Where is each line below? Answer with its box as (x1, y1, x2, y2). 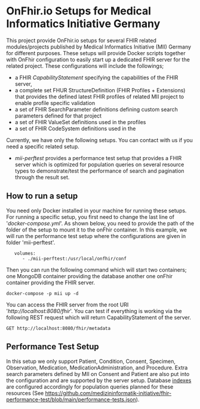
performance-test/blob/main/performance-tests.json (6, 396, 136, 403)
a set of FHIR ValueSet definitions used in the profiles (14, 118, 146, 125)
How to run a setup (6, 191, 78, 202)
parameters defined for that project (14, 112, 102, 119)
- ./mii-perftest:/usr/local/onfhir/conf (21, 255, 127, 261)
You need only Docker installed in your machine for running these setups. (6, 207, 187, 214)
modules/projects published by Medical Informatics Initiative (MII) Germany (6, 43, 192, 50)
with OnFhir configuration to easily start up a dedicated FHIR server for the (6, 56, 190, 63)
